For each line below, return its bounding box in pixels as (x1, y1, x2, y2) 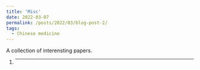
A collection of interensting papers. (6, 47, 92, 54)
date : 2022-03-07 (6, 14, 49, 20)
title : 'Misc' (6, 8, 42, 15)
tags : (6, 25, 20, 31)
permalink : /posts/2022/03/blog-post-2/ (6, 20, 108, 26)
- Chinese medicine (11, 31, 60, 37)
